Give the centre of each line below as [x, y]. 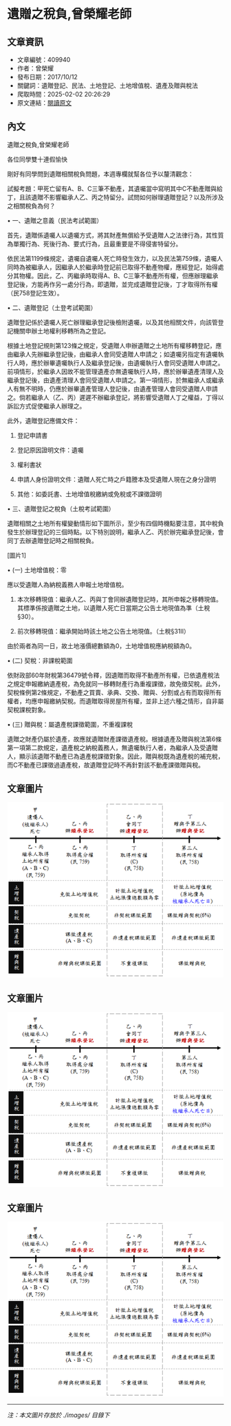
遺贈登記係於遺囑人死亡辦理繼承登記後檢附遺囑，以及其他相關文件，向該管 [112, 322]
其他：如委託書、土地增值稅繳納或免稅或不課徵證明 [89, 494]
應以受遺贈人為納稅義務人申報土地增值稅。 [67, 585]
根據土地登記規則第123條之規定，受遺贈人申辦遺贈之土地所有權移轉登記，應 [114, 345]
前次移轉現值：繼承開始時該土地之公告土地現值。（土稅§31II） [103, 631]
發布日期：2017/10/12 [47, 77]
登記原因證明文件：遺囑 [50, 450]
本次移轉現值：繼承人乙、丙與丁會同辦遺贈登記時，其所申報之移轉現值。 [119, 599]
